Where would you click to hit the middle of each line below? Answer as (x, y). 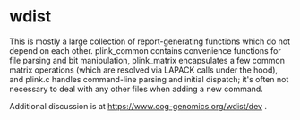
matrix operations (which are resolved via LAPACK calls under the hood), (144, 70)
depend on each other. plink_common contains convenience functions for (145, 50)
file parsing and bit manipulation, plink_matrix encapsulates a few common (147, 60)
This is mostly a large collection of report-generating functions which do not (150, 41)
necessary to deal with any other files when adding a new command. (137, 89)
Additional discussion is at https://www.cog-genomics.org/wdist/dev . (138, 106)
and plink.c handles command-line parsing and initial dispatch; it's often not (149, 79)
